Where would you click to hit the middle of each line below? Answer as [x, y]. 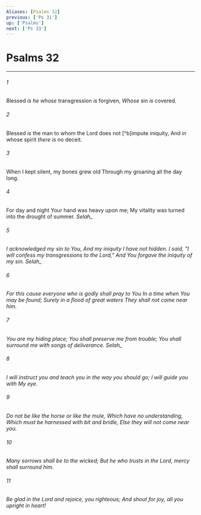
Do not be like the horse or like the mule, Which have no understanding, [95, 416]
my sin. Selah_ [24, 261]
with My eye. [22, 383]
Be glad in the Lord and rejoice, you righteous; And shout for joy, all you [95, 499]
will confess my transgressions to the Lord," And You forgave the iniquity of [99, 255]
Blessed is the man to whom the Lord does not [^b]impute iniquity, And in [96, 133]
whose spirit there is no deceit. [44, 139]
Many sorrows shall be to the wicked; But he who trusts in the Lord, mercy [98, 461]
